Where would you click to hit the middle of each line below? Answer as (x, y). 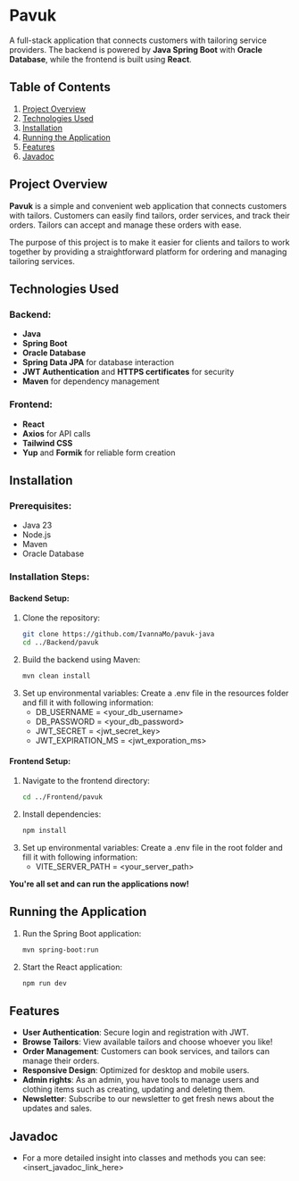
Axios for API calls (56, 433)
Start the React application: (72, 967)
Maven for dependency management (91, 381)
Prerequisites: (41, 505)
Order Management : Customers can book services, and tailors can (146, 1052)
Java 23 (37, 525)
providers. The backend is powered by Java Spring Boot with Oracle (136, 49)
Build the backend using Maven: (81, 660)
